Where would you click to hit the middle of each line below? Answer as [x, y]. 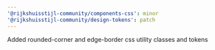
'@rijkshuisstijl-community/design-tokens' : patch [81, 20]
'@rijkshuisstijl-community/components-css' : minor [83, 13]
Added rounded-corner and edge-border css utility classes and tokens [107, 39]
